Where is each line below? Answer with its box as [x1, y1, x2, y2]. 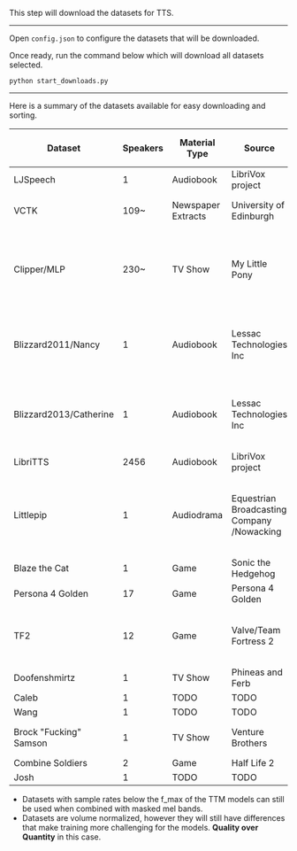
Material [179, 136, 216, 149]
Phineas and [231, 666, 283, 678]
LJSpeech [13, 174, 56, 185]
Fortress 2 [231, 635, 274, 647]
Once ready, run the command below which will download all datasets [9, 50, 264, 60]
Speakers [122, 142, 164, 154]
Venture [231, 726, 265, 738]
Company [231, 514, 272, 526]
